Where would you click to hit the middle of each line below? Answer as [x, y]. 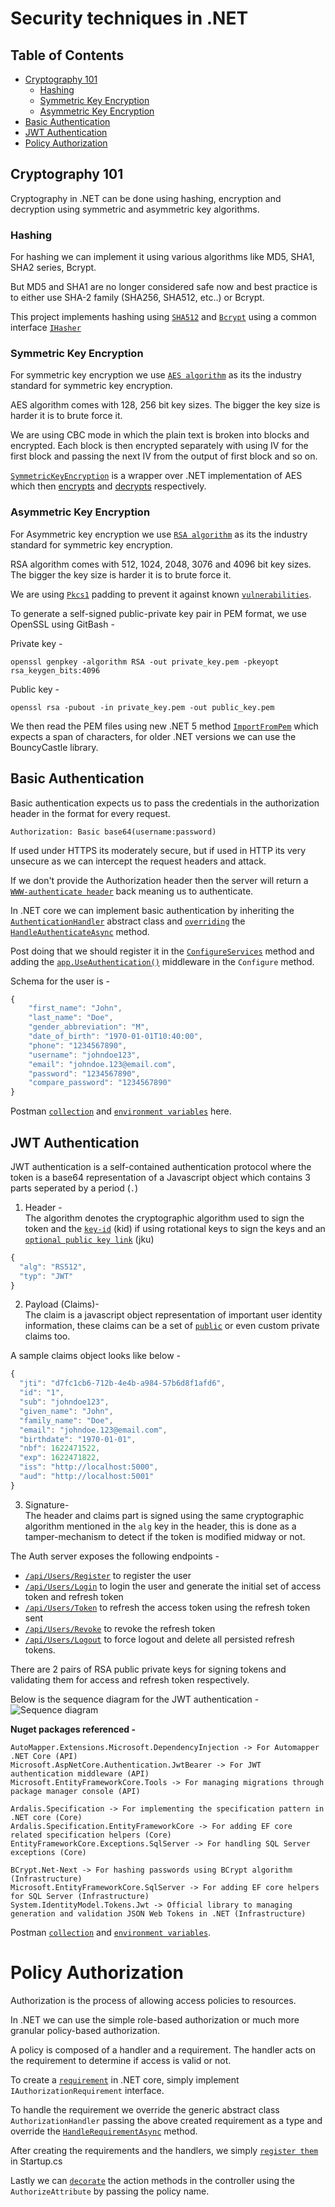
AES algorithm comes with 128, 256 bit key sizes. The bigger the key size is [165, 405]
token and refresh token [74, 1596]
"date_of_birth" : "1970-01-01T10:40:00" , [115, 1037]
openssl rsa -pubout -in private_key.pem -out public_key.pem [142, 707]
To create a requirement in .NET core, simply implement [125, 2079]
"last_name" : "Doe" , [71, 1018]
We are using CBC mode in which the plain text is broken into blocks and [160, 435]
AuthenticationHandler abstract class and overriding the [128, 921]
